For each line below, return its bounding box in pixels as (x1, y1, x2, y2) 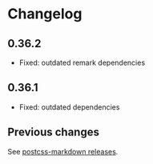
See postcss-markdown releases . (7, 146, 119, 156)
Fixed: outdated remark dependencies (18, 58, 146, 67)
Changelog (7, 5, 83, 23)
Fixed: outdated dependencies (18, 102, 120, 112)
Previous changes (7, 126, 99, 139)
